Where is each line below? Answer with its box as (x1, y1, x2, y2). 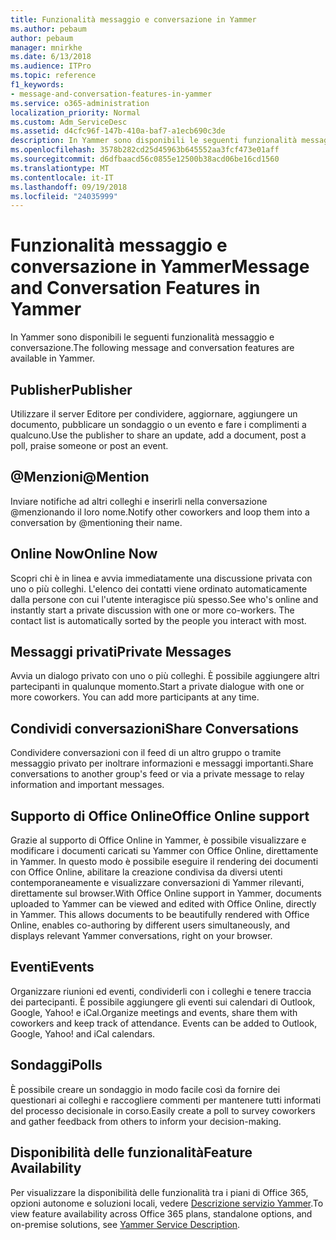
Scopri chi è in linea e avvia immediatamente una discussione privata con (10, 572, 313, 584)
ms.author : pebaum (10, 24, 87, 34)
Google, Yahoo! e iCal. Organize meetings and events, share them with (10, 1006, 298, 1018)
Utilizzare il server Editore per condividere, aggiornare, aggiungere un (10, 408, 298, 420)
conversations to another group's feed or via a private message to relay (10, 768, 305, 780)
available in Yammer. (10, 352, 96, 365)
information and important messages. (10, 779, 165, 791)
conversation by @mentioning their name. (10, 516, 183, 528)
